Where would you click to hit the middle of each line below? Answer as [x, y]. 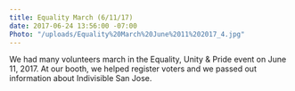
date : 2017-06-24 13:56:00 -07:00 [74, 26]
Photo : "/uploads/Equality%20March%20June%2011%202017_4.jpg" [127, 34]
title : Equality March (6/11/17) [71, 17]
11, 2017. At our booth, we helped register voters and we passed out [133, 69]
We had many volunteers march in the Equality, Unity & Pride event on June [148, 60]
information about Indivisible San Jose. [81, 79]
